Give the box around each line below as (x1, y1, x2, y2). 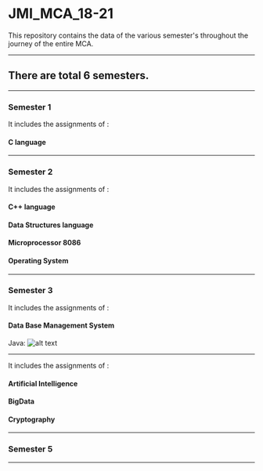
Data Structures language (8, 220, 94, 230)
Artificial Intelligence (8, 379, 78, 388)
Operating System (8, 255, 69, 265)
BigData (8, 397, 35, 406)
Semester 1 (8, 101, 52, 112)
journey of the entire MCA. (8, 38, 94, 48)
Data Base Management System (8, 321, 115, 330)
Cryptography (8, 415, 56, 424)
